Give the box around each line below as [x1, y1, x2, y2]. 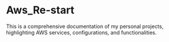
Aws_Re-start [6, 3, 75, 17]
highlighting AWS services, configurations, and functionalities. [6, 29, 157, 36]
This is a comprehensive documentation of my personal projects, [6, 23, 164, 30]
